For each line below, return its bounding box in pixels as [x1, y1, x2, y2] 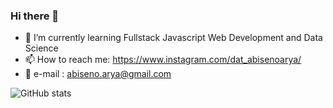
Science [24, 42, 59, 54]
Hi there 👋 [10, 9, 60, 23]
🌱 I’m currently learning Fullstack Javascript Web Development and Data [24, 32, 323, 44]
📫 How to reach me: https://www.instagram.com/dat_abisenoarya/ [24, 54, 302, 66]
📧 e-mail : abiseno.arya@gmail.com [24, 68, 172, 80]
